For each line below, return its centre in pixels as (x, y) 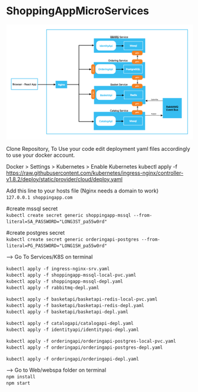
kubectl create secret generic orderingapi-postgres (73, 239)
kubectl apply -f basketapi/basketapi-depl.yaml (67, 312)
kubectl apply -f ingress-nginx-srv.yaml (58, 268)
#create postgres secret (36, 232)
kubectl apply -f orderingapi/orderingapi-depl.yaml (73, 359)
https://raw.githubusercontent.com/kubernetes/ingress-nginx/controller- (95, 173)
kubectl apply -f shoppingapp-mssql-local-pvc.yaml (71, 275)
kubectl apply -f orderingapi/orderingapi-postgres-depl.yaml (84, 347)
